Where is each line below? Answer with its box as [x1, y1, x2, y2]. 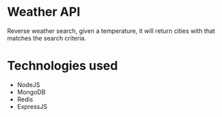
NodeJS [16, 80, 40, 89]
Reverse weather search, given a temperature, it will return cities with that [7, 27, 216, 35]
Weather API [7, 4, 81, 20]
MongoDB [16, 88, 46, 96]
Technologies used [7, 58, 119, 74]
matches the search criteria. [7, 34, 87, 42]
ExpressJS [16, 102, 48, 110]
